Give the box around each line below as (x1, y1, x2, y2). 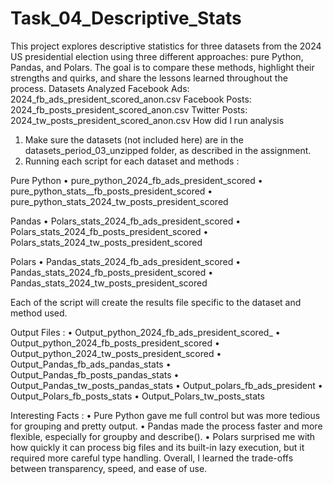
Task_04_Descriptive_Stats (10, 7, 242, 30)
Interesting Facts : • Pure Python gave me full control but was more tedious (10, 409, 321, 421)
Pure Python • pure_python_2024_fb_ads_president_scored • (10, 174, 263, 186)
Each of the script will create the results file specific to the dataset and (10, 296, 302, 308)
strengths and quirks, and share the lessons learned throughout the (10, 72, 288, 84)
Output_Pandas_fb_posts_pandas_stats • (10, 368, 180, 381)
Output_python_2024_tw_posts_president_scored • (10, 347, 222, 359)
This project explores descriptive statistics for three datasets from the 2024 (10, 40, 322, 52)
